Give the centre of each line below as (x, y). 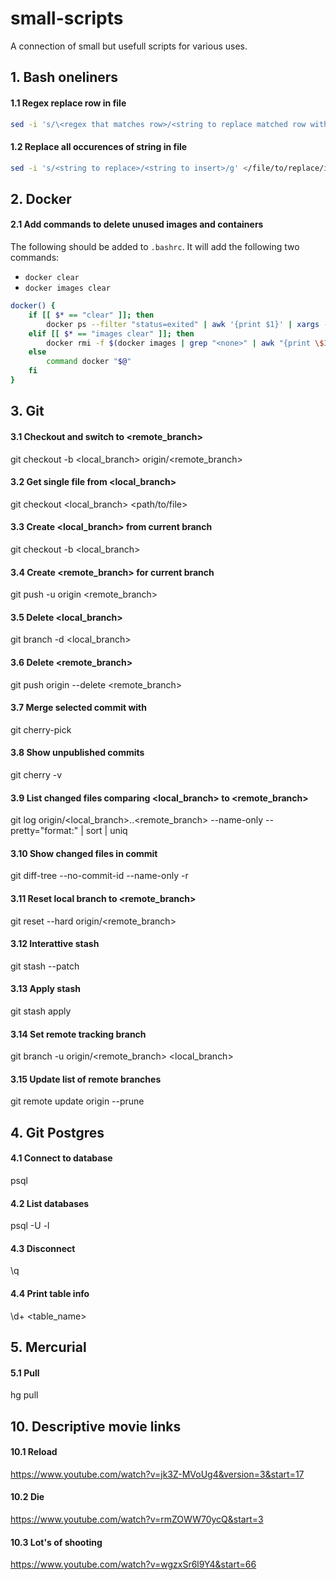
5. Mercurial (48, 1347)
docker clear (52, 278)
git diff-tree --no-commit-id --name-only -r (99, 876)
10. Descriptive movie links (96, 1426)
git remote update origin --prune (77, 1101)
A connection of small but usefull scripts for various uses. (129, 46)
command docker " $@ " (89, 362)
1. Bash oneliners (64, 77)
